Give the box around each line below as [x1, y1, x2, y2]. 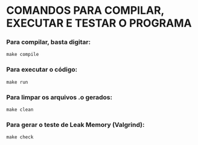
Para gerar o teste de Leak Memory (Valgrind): [6, 121, 145, 129]
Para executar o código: [6, 66, 78, 74]
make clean [6, 106, 34, 113]
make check [6, 134, 34, 140]
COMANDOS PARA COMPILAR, [6, 4, 165, 17]
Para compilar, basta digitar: [6, 38, 91, 46]
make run [6, 79, 28, 85]
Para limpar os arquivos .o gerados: [6, 93, 113, 101]
